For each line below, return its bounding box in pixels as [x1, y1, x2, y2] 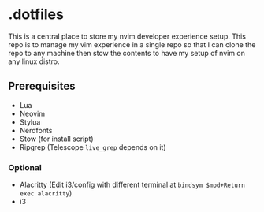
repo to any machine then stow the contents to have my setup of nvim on [8, 48, 246, 58]
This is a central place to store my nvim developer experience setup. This [8, 32, 247, 41]
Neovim [19, 109, 46, 118]
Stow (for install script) [19, 134, 94, 143]
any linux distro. [8, 57, 61, 66]
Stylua [19, 117, 41, 127]
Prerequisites [8, 80, 76, 93]
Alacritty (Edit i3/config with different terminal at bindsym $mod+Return [19, 180, 246, 190]
